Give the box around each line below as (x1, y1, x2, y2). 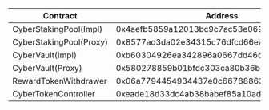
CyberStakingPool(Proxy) (12, 37, 109, 47)
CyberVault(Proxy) (12, 63, 82, 73)
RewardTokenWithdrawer (12, 76, 108, 86)
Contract (42, 10, 78, 21)
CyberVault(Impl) (12, 49, 78, 61)
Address (205, 10, 239, 21)
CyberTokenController (12, 88, 96, 99)
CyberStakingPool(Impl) (12, 24, 103, 34)
